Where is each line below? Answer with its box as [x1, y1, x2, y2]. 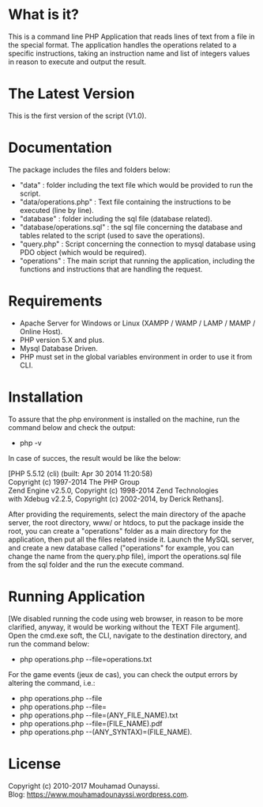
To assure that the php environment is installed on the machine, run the [8, 414, 240, 424]
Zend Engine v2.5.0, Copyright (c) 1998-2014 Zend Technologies [8, 485, 219, 495]
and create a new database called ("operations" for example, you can [8, 542, 235, 552]
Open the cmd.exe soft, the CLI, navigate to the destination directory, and [8, 630, 247, 640]
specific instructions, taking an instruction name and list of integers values [8, 48, 250, 58]
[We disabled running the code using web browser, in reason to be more [8, 614, 243, 623]
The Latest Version [8, 85, 135, 103]
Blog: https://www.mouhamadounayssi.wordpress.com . [8, 790, 190, 799]
